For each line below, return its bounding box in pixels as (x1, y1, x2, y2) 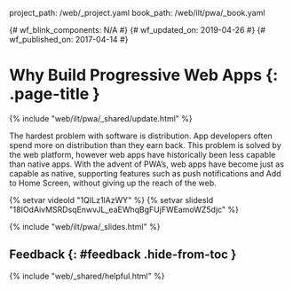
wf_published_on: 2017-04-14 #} (9, 35, 129, 44)
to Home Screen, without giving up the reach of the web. (9, 177, 218, 188)
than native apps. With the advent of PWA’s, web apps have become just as (9, 159, 284, 169)
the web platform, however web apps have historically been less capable (9, 149, 276, 160)
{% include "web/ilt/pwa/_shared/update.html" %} (9, 113, 193, 123)
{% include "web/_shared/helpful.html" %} (9, 270, 165, 281)
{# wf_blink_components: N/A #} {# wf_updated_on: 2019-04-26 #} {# (9, 25, 266, 35)
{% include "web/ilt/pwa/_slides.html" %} (9, 221, 161, 231)
